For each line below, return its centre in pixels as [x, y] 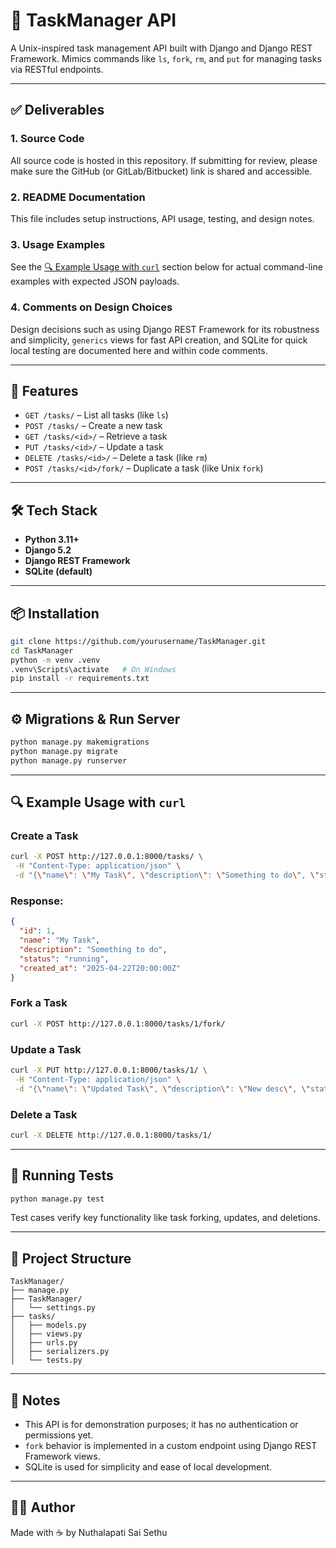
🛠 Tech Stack [54, 510]
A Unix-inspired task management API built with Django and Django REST [161, 48]
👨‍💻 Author [43, 1507]
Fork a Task [39, 1003]
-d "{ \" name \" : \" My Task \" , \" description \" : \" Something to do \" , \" [167, 875]
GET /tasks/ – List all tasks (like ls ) [96, 415]
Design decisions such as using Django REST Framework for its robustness [165, 329]
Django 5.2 [48, 550]
